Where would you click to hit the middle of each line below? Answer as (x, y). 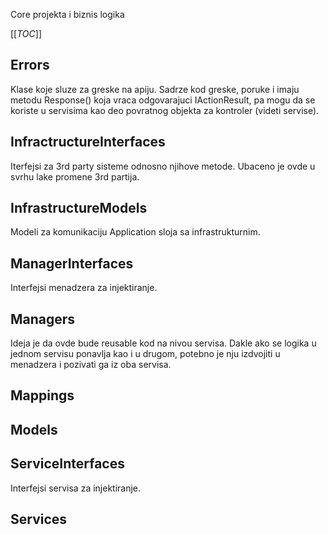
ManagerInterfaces (72, 263)
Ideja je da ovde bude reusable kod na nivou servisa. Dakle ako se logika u (163, 343)
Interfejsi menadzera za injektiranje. (84, 288)
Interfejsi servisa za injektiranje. (76, 488)
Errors (30, 65)
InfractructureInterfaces (88, 142)
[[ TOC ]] (26, 33)
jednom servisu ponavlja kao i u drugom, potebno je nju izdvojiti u (145, 354)
